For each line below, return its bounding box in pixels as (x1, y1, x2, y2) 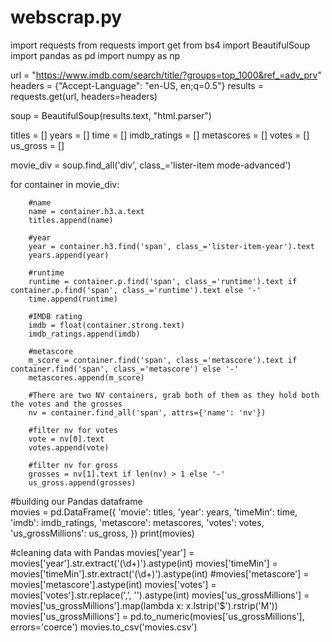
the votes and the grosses (10, 399, 123, 409)
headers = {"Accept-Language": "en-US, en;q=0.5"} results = (10, 79, 264, 91)
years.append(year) (28, 250, 110, 260)
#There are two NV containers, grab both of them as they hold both (28, 390, 320, 400)
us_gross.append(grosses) (28, 477, 137, 488)
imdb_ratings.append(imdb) (28, 329, 141, 339)
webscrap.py (10, 6, 123, 29)
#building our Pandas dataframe (10, 495, 143, 507)
